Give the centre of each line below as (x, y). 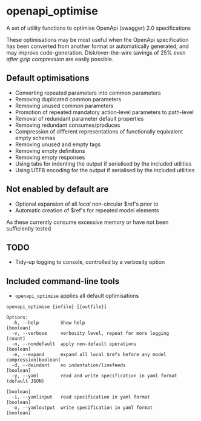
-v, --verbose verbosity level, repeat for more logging (91, 334)
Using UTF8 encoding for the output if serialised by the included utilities (105, 170)
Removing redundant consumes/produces (68, 125)
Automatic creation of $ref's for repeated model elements (87, 210)
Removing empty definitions (50, 150)
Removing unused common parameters (64, 106)
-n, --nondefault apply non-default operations (74, 344)
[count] (16, 339)
